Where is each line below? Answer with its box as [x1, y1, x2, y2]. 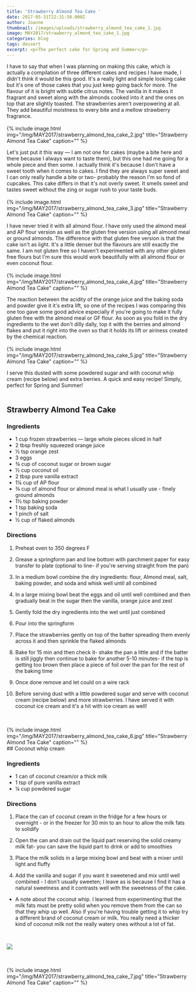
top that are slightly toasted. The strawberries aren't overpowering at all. [6, 100, 181, 107]
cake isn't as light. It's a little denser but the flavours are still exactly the [6, 241, 178, 248]
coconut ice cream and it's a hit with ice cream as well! [15, 702, 148, 709]
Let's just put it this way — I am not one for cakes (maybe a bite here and [6, 149, 183, 156]
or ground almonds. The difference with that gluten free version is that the [6, 235, 185, 242]
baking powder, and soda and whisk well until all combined [15, 579, 157, 586]
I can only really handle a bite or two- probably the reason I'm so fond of [6, 173, 181, 180]
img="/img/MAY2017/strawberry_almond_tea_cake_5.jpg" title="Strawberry [6, 352, 187, 359]
